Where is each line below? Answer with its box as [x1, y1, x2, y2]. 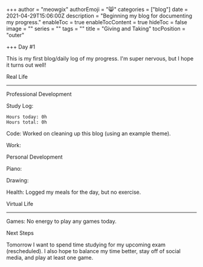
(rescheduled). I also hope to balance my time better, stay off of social [6, 248, 181, 254]
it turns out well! [6, 61, 47, 68]
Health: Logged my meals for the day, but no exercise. [6, 188, 141, 196]
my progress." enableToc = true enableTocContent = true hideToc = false [6, 19, 187, 25]
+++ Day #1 [6, 43, 35, 50]
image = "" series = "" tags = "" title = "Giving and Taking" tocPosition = [6, 25, 186, 32]
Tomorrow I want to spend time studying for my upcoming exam [6, 241, 166, 248]
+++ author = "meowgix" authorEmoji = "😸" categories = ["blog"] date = [6, 6, 188, 13]
